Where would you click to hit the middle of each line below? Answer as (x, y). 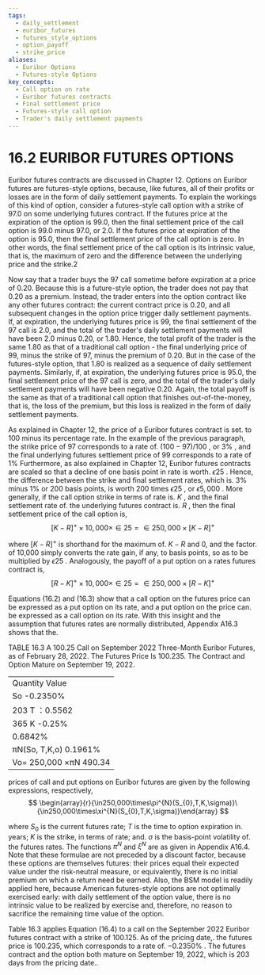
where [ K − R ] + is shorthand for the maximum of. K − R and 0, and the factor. (132, 544)
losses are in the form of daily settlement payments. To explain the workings (132, 197)
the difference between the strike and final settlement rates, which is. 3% (128, 480)
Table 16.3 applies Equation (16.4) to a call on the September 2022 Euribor (129, 929)
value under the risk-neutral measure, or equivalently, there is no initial (123, 872)
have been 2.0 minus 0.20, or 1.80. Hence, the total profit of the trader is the (132, 338)
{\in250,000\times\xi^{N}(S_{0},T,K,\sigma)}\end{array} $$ (133, 811)
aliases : (23, 60)
